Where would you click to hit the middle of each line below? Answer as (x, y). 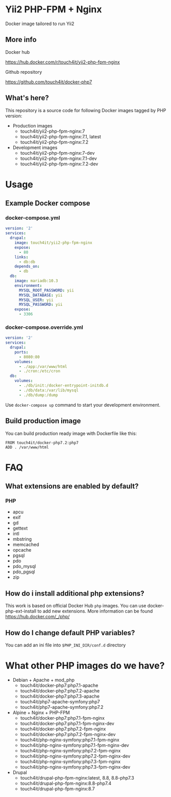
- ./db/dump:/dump (38, 395)
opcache (22, 550)
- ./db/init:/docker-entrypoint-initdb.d (64, 386)
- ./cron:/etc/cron (39, 371)
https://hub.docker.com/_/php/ (38, 617)
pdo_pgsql (24, 572)
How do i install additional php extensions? (75, 593)
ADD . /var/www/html (27, 447)
